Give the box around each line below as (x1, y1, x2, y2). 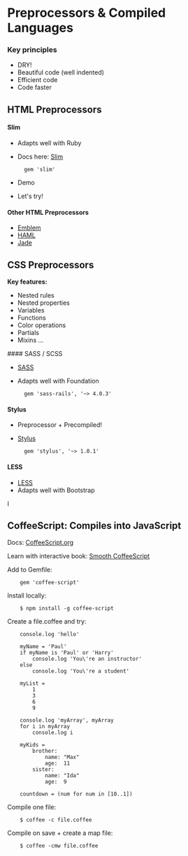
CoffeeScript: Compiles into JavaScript (7, 520, 182, 532)
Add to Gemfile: (7, 565, 52, 574)
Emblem (17, 223, 41, 232)
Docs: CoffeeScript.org (7, 539, 74, 547)
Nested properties (17, 298, 70, 307)
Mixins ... (17, 336, 44, 345)
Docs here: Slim (17, 152, 64, 161)
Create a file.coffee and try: (7, 617, 87, 626)
